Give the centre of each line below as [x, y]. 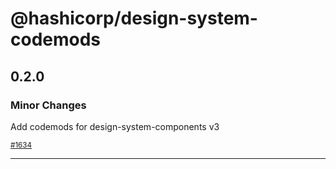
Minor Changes [48, 105]
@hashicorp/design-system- [134, 18]
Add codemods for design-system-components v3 [115, 126]
